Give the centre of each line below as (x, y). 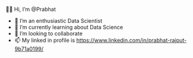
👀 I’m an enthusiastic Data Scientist (58, 21)
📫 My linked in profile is (44, 40)
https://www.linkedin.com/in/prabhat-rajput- (131, 40)
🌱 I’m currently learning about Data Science (69, 27)
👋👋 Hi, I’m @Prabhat (31, 9)
